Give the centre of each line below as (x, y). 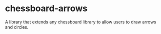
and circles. (17, 27)
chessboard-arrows (46, 8)
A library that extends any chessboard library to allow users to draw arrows (81, 22)
